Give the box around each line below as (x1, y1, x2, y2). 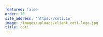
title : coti (5, 25, 29, 30)
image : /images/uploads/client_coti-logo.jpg (5, 20, 98, 25)
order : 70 (5, 12, 25, 16)
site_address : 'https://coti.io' (5, 16, 73, 21)
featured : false (5, 7, 38, 12)
